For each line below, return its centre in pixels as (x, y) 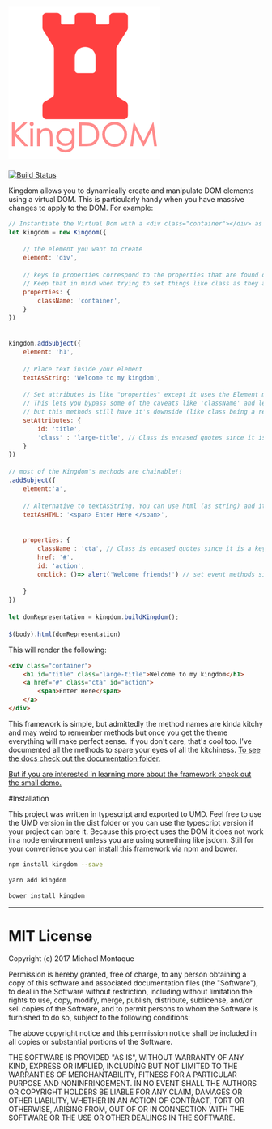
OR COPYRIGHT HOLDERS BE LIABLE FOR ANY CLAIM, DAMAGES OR (125, 1092)
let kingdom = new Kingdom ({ (57, 232)
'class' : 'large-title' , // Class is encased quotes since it (146, 437)
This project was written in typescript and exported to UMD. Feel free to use (135, 813)
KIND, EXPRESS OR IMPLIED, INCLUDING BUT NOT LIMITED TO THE (123, 1066)
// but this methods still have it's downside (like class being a (139, 412)
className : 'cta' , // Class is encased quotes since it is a (144, 549)
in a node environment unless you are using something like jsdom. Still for (131, 839)
